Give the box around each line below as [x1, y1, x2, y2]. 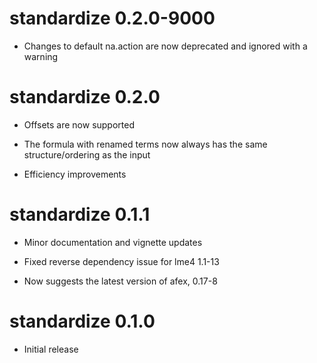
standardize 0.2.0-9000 [9, 7, 216, 30]
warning [23, 50, 59, 62]
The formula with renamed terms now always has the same [23, 138, 268, 150]
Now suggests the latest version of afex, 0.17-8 [23, 275, 218, 287]
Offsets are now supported [23, 118, 136, 131]
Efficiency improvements [23, 168, 127, 180]
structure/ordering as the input [23, 148, 151, 161]
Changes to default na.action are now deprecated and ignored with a [23, 40, 308, 52]
